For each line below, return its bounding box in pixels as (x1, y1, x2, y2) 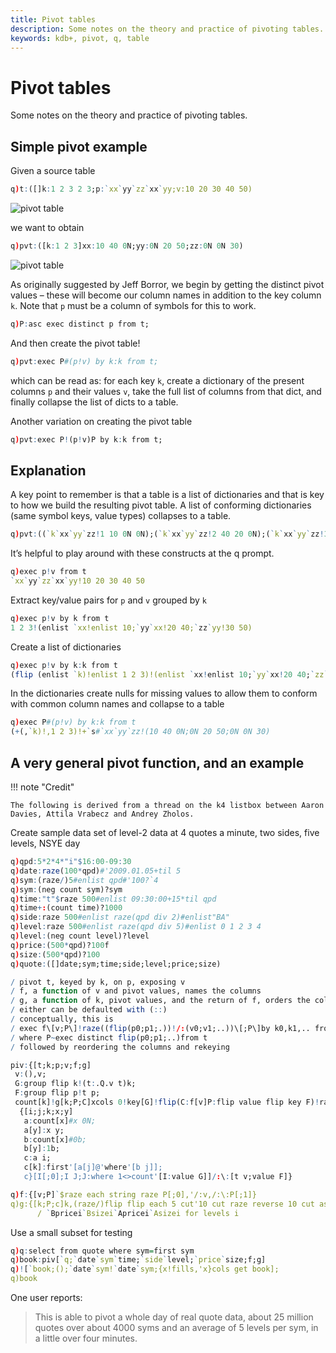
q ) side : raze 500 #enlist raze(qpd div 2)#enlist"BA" (10, 912, 230, 923)
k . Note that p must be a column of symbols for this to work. (10, 299, 257, 311)
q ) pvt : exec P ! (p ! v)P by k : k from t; (10, 434, 163, 445)
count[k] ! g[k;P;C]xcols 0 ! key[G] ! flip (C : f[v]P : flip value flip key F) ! (14, 1097, 320, 1107)
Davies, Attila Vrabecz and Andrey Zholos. (10, 809, 195, 819)
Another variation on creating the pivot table (10, 415, 193, 427)
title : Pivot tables (10, 14, 97, 25)
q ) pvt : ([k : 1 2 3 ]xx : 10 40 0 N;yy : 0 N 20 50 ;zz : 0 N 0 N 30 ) (10, 241, 244, 251)
